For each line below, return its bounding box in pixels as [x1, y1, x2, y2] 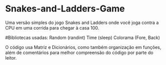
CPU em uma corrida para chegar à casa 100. [5, 24, 99, 30]
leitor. [5, 54, 17, 60]
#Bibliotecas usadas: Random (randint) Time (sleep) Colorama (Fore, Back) [5, 34, 160, 40]
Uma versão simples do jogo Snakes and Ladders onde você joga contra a [5, 19, 159, 25]
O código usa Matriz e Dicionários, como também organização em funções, [5, 44, 161, 50]
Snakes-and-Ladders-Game [5, 3, 125, 14]
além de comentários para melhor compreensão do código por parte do [5, 49, 154, 55]
